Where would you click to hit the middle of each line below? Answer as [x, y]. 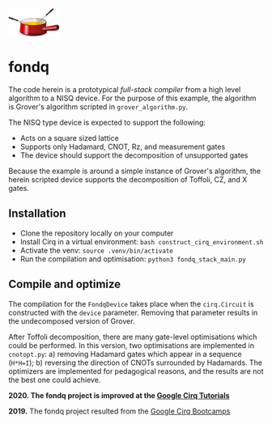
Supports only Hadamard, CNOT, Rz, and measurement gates [123, 146]
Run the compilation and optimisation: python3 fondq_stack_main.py [133, 259]
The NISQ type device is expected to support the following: [107, 122]
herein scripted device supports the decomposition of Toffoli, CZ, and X [128, 179]
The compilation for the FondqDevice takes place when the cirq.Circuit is [131, 303]
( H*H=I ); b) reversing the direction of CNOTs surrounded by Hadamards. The [136, 363]
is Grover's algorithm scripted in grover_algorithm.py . [98, 106]
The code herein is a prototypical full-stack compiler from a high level [125, 89]
